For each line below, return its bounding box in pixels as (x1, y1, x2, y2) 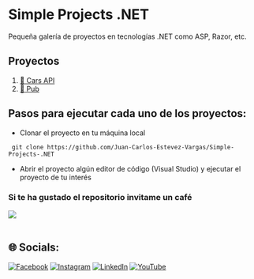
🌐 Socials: (8, 241, 60, 254)
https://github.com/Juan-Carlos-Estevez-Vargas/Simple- (47, 143, 235, 151)
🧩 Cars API (19, 75, 55, 85)
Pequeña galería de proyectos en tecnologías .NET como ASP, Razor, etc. (8, 32, 247, 41)
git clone (11, 143, 44, 151)
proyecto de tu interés (19, 172, 92, 182)
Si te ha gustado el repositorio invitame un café (8, 192, 192, 203)
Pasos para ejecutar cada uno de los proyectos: (8, 107, 247, 120)
